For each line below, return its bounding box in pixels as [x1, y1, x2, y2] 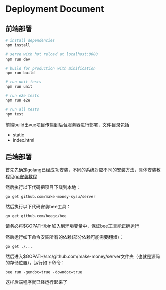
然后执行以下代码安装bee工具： [5, 204, 71, 210]
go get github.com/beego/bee [5, 214, 67, 219]
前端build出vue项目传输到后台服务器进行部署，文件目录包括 [5, 122, 130, 128]
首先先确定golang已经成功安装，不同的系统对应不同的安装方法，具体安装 [5, 167, 157, 173]
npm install [5, 42, 30, 48]
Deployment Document [5, 3, 104, 15]
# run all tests [5, 107, 39, 112]
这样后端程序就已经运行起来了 [5, 279, 67, 285]
